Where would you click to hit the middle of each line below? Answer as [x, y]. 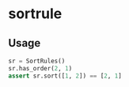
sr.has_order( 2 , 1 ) [40, 68]
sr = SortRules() [37, 61]
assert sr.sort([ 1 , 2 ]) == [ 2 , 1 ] [65, 76]
